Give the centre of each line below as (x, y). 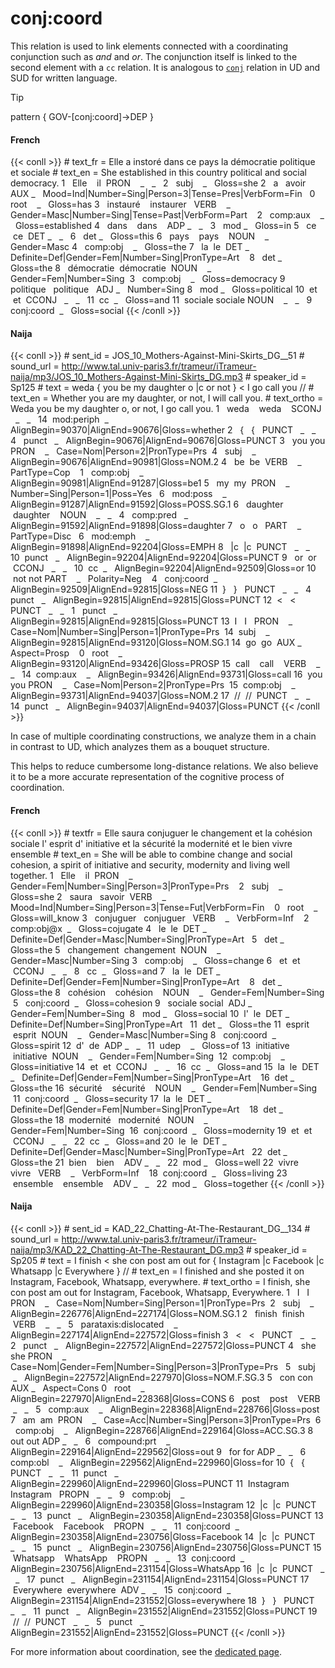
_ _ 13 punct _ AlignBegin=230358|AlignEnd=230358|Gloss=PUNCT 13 (167, 1515)
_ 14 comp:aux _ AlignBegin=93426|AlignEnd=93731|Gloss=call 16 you (166, 674)
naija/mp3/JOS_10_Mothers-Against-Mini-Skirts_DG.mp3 (126, 377)
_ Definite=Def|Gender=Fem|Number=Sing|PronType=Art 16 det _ (152, 1077)
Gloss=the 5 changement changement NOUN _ (116, 949)
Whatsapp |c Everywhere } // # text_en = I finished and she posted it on (157, 1271)
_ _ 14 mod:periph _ (61, 419)
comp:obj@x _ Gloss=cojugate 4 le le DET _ (108, 928)
